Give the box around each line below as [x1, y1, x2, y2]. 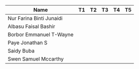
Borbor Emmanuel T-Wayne [8, 31, 74, 38]
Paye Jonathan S [8, 39, 48, 46]
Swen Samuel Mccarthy [8, 55, 64, 62]
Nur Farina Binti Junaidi [8, 15, 63, 21]
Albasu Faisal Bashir [8, 23, 55, 29]
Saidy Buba [8, 47, 35, 54]
